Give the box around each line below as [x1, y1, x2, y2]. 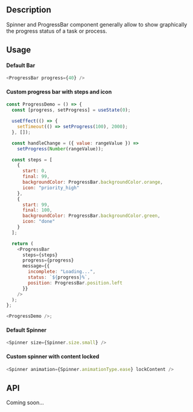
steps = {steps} [22, 252, 59, 258]
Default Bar [6, 62, 36, 69]
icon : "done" [22, 219, 55, 225]
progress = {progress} [22, 257, 74, 263]
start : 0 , [22, 168, 47, 174]
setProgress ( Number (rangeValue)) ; [17, 146, 104, 152]
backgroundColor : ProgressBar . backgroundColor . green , [22, 213, 161, 219]
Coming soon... [6, 399, 44, 407]
